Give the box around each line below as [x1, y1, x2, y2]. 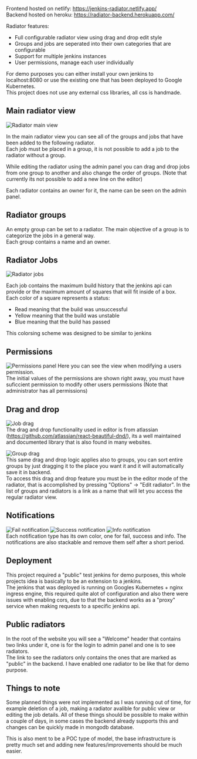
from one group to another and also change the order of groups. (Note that [6, 169, 187, 176]
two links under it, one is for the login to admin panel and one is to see [6, 641, 176, 648]
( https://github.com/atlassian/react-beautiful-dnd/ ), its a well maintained [6, 433, 181, 440]
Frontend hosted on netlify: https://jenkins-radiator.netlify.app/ [6, 5, 157, 12]
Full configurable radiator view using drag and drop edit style [14, 34, 162, 41]
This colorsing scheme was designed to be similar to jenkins [6, 330, 152, 337]
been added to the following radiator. [6, 139, 96, 146]
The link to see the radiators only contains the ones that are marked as [6, 654, 177, 661]
